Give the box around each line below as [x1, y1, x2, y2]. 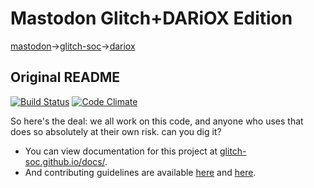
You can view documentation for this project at [24, 145, 218, 157]
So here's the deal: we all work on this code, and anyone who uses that [10, 115, 304, 127]
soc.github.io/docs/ [24, 155, 106, 167]
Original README [10, 69, 121, 86]
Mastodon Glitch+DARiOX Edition [10, 7, 293, 30]
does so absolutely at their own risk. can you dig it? [10, 125, 222, 137]
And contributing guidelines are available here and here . [24, 166, 257, 178]
